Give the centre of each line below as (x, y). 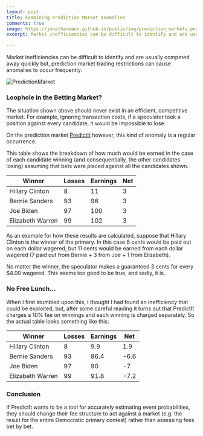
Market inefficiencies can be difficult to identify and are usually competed (98, 57)
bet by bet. (20, 426)
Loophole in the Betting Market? (54, 97)
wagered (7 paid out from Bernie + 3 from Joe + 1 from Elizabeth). (89, 255)
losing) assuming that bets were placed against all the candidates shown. (98, 166)
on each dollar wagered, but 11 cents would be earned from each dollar (95, 249)
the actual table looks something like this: (58, 321)
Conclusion (24, 394)
